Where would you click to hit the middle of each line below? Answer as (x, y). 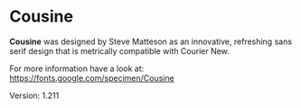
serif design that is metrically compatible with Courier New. (120, 50)
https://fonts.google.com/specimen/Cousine (92, 77)
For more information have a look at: (77, 68)
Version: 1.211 (34, 95)
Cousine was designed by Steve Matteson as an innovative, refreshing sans (150, 41)
